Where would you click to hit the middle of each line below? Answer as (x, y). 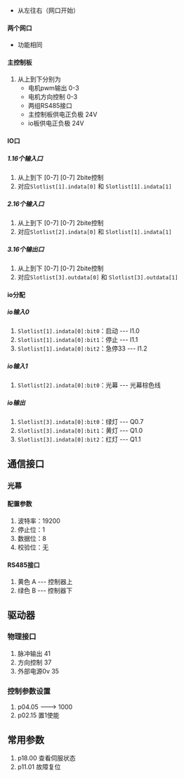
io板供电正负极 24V (56, 123)
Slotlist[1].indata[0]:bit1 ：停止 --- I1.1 (78, 340)
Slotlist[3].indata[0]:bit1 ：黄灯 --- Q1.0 (80, 431)
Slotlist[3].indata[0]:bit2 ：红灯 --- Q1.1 (79, 439)
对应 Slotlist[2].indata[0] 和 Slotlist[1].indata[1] (94, 231)
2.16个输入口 (26, 204)
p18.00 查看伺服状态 (46, 758)
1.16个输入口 (25, 158)
